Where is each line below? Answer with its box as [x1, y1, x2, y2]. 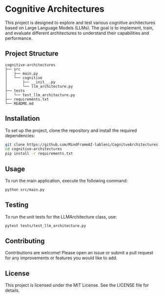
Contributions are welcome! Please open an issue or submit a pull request [5, 250, 154, 256]
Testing [5, 201, 29, 209]
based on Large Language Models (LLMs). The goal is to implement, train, [5, 25, 154, 30]
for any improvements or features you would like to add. [5, 255, 118, 261]
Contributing [5, 237, 45, 245]
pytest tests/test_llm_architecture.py [5, 223, 86, 228]
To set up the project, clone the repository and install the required [5, 127, 137, 133]
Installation [5, 114, 40, 123]
